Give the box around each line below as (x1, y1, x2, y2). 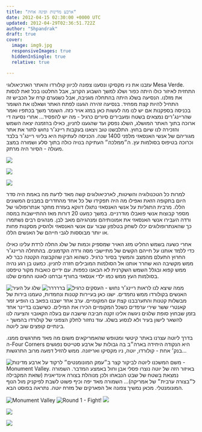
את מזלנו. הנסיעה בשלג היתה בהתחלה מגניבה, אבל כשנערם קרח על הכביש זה (6, 94, 182, 101)
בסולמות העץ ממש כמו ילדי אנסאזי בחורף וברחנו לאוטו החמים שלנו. (6, 272, 159, 280)
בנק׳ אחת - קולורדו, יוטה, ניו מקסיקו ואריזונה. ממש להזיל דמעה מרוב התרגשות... (6, 347, 187, 354)
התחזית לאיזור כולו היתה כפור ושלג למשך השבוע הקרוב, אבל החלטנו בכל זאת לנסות (6, 87, 195, 94)
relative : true (11, 59, 50, 65)
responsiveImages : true (11, 48, 71, 54)
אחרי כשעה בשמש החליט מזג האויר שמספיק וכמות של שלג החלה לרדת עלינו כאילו (6, 240, 192, 247)
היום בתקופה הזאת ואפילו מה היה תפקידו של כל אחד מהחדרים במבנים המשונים (6, 197, 186, 204)
